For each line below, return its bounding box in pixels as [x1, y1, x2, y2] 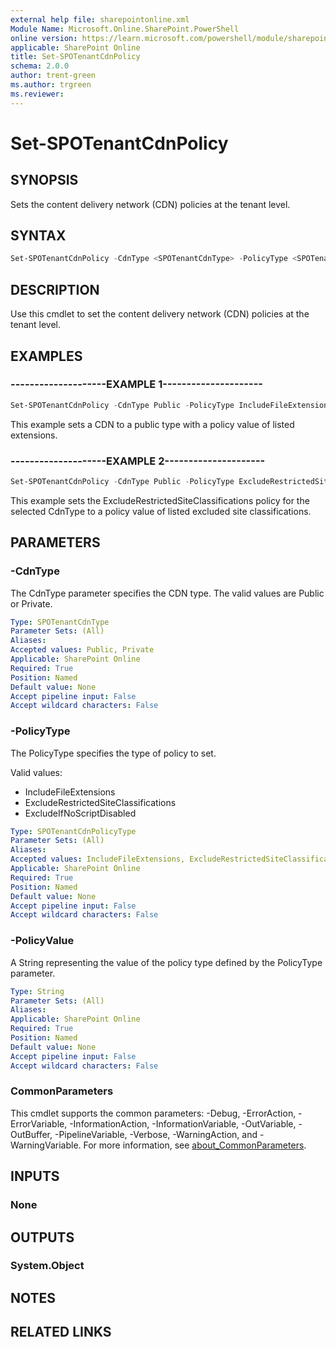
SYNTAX [10, 227, 67, 245]
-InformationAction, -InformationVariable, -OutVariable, [69, 1117, 297, 1130]
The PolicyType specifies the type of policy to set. [10, 747, 217, 759]
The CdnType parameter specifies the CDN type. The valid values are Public [10, 587, 325, 599]
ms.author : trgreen [10, 80, 92, 90]
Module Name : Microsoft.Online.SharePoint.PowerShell [10, 24, 240, 34]
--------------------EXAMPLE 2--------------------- [10, 454, 266, 468]
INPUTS [10, 1168, 60, 1185]
